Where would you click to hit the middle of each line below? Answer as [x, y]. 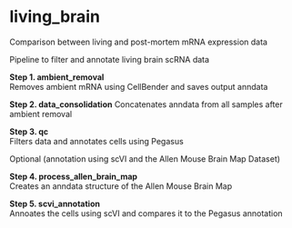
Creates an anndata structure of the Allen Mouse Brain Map [121, 186]
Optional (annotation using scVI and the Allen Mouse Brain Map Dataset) [145, 159]
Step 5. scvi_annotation [55, 203]
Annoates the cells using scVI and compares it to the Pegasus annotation [146, 213]
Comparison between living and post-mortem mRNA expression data [139, 42]
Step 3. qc [29, 131]
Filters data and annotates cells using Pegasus [96, 141]
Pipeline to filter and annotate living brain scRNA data [110, 59]
